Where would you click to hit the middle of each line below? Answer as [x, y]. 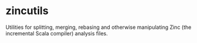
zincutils [27, 11]
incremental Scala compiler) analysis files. [57, 33]
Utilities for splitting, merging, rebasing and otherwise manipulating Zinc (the [98, 27]
